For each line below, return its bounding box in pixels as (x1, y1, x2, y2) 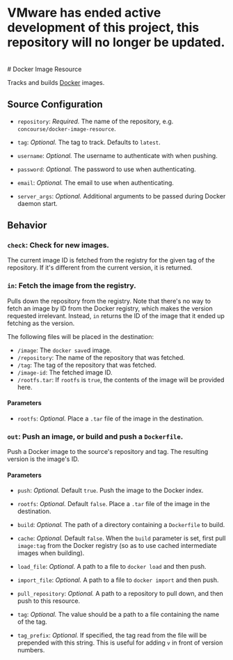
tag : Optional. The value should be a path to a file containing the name (17, 611, 220, 619)
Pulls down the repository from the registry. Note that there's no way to (7, 297, 211, 305)
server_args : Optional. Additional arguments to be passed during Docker (17, 191, 226, 200)
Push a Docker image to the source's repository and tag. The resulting (7, 448, 209, 456)
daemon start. (17, 199, 58, 207)
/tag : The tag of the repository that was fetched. (17, 361, 156, 369)
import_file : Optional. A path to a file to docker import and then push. (17, 576, 219, 584)
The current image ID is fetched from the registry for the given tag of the (7, 256, 216, 265)
